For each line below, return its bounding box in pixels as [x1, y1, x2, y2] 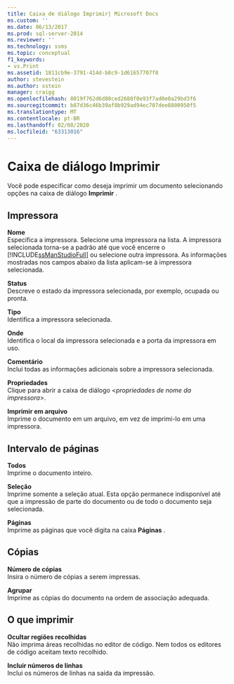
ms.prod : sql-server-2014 [7, 30, 83, 37]
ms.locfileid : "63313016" [7, 128, 83, 135]
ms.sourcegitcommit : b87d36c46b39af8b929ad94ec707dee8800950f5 [7, 102, 197, 109]
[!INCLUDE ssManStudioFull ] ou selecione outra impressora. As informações [7, 251, 227, 259]
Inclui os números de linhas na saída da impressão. [7, 669, 155, 677]
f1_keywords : [7, 56, 46, 63]
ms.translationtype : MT [7, 108, 77, 115]
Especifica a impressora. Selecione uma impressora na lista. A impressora [7, 236, 221, 244]
